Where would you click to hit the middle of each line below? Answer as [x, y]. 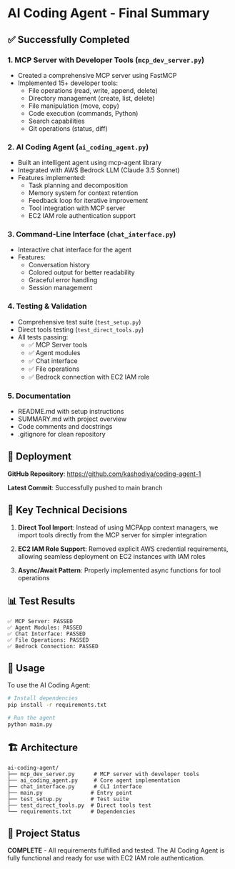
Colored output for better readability [81, 272]
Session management [60, 288]
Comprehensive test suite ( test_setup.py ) [79, 322]
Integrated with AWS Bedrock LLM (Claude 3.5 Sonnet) [99, 170]
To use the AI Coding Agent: [49, 685]
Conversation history [59, 265]
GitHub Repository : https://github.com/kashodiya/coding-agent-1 [104, 474]
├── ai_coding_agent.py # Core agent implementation [94, 780]
